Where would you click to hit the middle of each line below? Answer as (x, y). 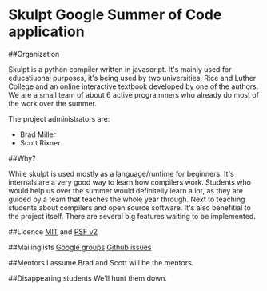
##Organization (34, 54)
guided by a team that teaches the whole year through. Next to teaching (127, 199)
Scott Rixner (40, 142)
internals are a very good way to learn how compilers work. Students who (130, 182)
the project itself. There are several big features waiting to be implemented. (132, 216)
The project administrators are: (59, 118)
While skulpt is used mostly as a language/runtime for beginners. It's (121, 173)
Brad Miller (38, 134)
